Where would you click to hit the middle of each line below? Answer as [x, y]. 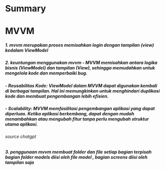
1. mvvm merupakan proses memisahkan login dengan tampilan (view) [80, 45]
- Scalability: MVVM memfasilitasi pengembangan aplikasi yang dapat [80, 108]
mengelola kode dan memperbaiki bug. [46, 73]
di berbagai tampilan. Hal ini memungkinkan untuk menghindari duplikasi [82, 91]
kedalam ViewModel [27, 50]
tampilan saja [20, 163]
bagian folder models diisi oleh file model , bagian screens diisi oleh [76, 157]
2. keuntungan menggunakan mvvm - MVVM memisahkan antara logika [81, 63]
